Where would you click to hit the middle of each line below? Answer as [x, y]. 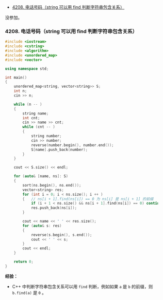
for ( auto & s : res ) [42, 225]
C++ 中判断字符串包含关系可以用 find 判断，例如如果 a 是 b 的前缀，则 [82, 286]
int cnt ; [31, 118]
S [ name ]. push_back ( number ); [59, 150]
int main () [16, 77]
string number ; [46, 136]
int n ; [20, 91]
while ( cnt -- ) [39, 127]
